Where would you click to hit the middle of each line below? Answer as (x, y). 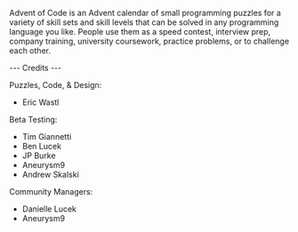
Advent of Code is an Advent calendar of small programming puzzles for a (145, 13)
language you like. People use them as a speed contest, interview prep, (140, 32)
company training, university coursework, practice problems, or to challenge (149, 41)
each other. (30, 51)
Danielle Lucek (49, 209)
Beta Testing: (33, 120)
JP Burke (39, 156)
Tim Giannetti (47, 136)
